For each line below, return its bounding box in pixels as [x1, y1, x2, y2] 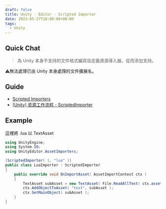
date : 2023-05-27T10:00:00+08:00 [5, 16, 74, 21]
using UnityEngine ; [5, 140, 45, 145]
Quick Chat [5, 44, 41, 52]
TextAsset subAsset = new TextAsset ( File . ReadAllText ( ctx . [23, 181, 152, 186]
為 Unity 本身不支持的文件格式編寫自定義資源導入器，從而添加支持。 [17, 57, 157, 63]
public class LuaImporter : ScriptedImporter [5, 163, 100, 168]
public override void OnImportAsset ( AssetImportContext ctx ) [14, 171, 147, 177]
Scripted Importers [12, 96, 51, 102]
